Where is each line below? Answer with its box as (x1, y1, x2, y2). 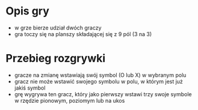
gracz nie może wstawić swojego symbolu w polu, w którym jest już (14, 78, 183, 85)
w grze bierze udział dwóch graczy (14, 24, 102, 31)
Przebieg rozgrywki (5, 52, 106, 66)
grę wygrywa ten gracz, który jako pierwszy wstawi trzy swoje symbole (14, 90, 192, 97)
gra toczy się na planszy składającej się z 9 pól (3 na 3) (14, 30, 152, 37)
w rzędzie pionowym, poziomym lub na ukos (14, 97, 125, 104)
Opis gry (5, 4, 49, 18)
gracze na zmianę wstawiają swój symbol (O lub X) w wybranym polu (14, 71, 187, 79)
